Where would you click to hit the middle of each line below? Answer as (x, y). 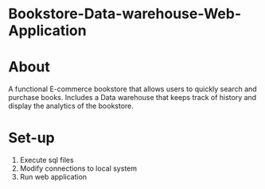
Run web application (53, 177)
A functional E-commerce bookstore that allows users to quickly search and (132, 89)
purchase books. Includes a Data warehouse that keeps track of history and (132, 98)
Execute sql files (47, 160)
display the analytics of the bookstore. (71, 106)
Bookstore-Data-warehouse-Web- (125, 14)
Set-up (31, 138)
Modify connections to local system (78, 168)
